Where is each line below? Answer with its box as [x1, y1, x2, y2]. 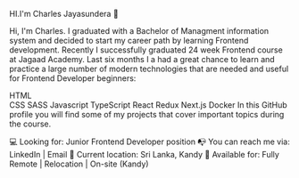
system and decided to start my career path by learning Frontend [9, 36, 249, 45]
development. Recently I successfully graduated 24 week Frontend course [9, 44, 283, 55]
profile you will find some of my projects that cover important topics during [9, 109, 285, 119]
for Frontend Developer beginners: [9, 73, 137, 84]
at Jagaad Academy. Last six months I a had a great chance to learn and [9, 54, 275, 64]
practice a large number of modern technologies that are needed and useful [9, 63, 289, 74]
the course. [9, 118, 52, 129]
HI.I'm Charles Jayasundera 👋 [9, 9, 119, 19]
